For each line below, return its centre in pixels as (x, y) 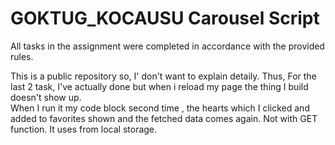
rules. (22, 56)
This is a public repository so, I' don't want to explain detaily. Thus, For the (163, 76)
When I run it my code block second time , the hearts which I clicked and (160, 108)
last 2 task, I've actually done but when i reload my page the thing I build (159, 86)
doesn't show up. (46, 97)
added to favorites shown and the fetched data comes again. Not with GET (164, 118)
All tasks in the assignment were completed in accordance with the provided (167, 46)
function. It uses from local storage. (84, 129)
